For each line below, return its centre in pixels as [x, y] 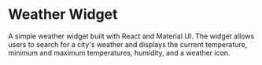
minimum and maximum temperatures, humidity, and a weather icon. [119, 52]
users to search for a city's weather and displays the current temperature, [128, 44]
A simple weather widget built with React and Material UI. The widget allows [131, 36]
